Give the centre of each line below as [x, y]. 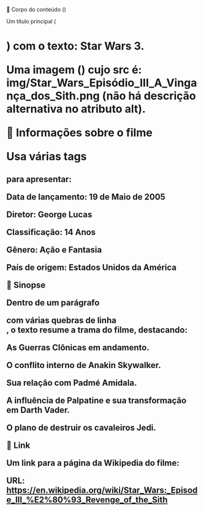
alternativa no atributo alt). [76, 109]
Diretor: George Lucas [49, 214]
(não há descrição [149, 96]
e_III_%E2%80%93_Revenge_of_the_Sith [87, 500]
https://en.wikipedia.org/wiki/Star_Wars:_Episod [102, 490]
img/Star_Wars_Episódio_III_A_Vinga [102, 83]
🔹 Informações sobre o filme [80, 133]
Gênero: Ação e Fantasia [54, 249]
